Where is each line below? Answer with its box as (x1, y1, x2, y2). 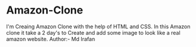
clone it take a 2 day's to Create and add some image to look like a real (6, 29, 180, 36)
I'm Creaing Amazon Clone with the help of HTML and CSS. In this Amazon (6, 23, 191, 30)
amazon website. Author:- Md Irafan (6, 35, 96, 42)
